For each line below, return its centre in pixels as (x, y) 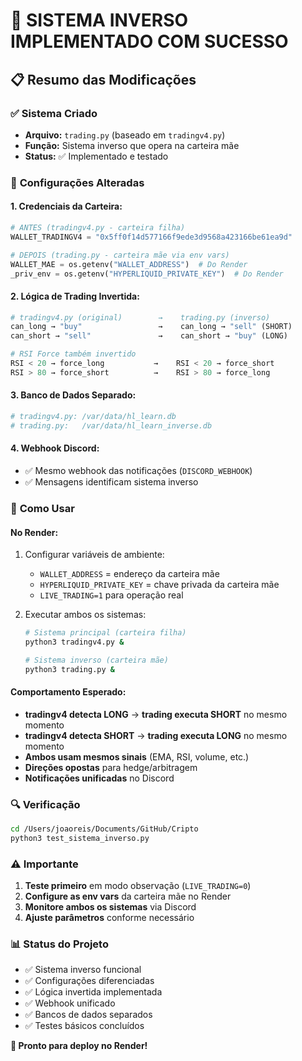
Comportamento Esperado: (68, 692)
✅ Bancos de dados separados (88, 1015)
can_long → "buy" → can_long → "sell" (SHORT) (151, 327)
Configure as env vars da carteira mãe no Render (128, 896)
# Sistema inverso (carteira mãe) (96, 660)
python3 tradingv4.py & (74, 642)
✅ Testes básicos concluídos (84, 1026)
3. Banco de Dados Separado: (73, 395)
